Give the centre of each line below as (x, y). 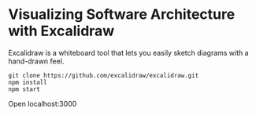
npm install (28, 82)
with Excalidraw (61, 31)
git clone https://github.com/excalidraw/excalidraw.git (104, 75)
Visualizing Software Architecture (122, 14)
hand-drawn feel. (36, 61)
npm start (24, 89)
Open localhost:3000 (43, 103)
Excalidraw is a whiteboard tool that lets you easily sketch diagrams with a (129, 53)
